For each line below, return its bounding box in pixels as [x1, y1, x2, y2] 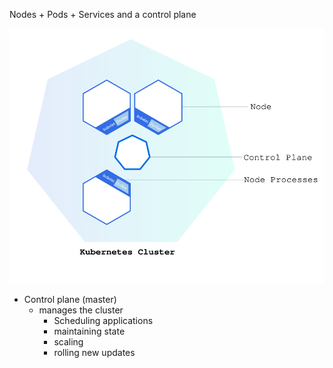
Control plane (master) [23, 293, 117, 305]
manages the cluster [38, 304, 124, 316]
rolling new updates [53, 346, 136, 358]
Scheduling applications [53, 314, 154, 326]
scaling [53, 335, 84, 348]
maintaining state [53, 325, 126, 337]
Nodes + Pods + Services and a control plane [9, 9, 197, 20]
